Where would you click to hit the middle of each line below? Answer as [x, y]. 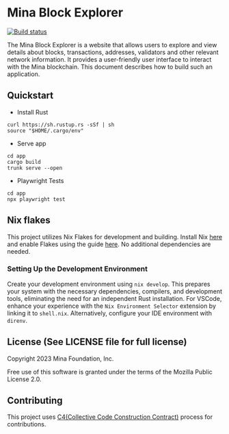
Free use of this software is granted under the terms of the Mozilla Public [110, 372]
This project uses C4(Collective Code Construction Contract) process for [110, 417]
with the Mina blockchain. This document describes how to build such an [110, 67]
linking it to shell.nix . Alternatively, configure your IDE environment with [109, 313]
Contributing [35, 401]
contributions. [27, 424]
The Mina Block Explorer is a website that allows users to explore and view [112, 45]
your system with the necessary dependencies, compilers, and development [115, 291]
